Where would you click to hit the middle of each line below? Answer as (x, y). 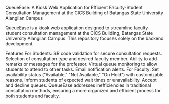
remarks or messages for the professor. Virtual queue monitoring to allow (81, 64)
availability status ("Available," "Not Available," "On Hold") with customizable (84, 75)
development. (19, 44)
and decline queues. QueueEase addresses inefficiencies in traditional (78, 85)
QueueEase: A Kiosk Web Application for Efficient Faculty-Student (74, 7)
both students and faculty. (33, 96)
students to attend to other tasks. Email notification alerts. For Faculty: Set (82, 69)
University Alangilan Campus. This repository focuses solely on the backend (84, 38)
